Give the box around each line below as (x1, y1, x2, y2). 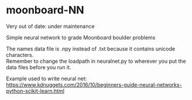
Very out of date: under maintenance (6, 23, 95, 30)
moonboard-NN (6, 3, 84, 17)
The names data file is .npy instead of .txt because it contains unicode (6, 45, 176, 52)
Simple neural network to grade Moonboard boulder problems (6, 34, 156, 41)
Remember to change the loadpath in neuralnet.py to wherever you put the (6, 58, 186, 65)
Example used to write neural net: (6, 75, 87, 82)
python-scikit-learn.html (6, 87, 64, 94)
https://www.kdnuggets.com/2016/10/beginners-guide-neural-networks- (6, 81, 183, 88)
